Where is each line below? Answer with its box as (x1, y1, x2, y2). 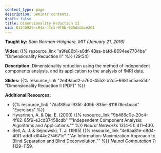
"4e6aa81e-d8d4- (119, 128, 156, 133)
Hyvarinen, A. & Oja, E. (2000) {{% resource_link (12, 112, 110, 118)
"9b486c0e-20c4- (110, 112, 148, 118)
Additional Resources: (5, 92, 51, 98)
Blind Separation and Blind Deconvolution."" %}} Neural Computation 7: (12, 138, 156, 144)
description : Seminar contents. (5, 12, 71, 17)
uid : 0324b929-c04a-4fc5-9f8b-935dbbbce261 (5, 25, 95, 30)
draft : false (5, 16, 32, 21)
